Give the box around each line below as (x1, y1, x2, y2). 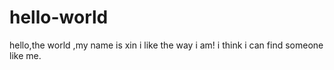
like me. (9, 49, 42, 61)
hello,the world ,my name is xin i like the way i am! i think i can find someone (9, 39, 324, 51)
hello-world (9, 6, 109, 29)
